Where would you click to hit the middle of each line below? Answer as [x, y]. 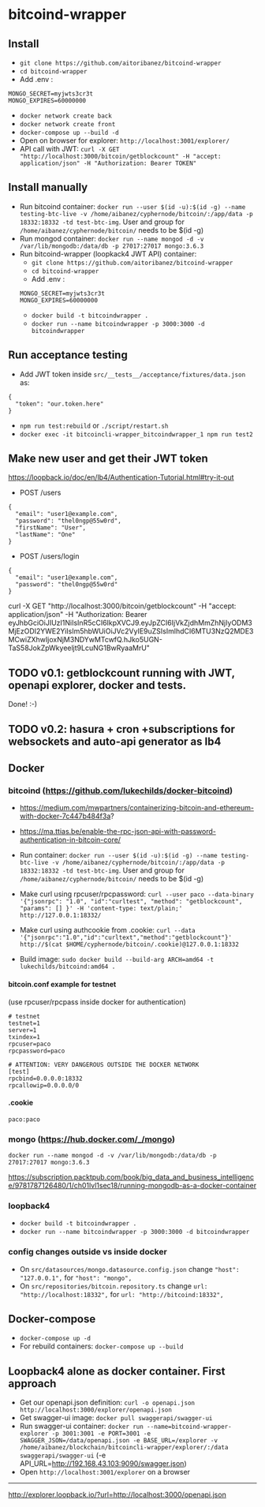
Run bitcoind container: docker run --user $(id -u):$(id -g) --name [132, 206]
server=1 [22, 1030]
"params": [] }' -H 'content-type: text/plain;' [101, 909]
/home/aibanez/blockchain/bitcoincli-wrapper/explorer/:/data [124, 1448]
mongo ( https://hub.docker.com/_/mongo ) [92, 1139]
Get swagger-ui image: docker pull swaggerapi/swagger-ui [116, 1418]
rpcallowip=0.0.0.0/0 [44, 1085]
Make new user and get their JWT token [108, 459]
